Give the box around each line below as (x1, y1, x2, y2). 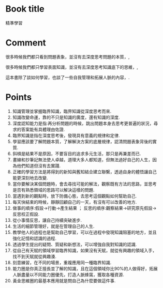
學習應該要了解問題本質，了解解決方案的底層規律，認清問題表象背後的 (12, 138, 153, 144)
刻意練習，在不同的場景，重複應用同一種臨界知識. (12, 259, 112, 265)
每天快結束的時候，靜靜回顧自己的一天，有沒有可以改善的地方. (12, 199, 137, 205)
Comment (5, 37, 46, 48)
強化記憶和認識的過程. (12, 235, 57, 241)
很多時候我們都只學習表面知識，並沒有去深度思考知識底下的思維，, (5, 64, 138, 70)
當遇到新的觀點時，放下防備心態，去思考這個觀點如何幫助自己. (12, 193, 137, 199)
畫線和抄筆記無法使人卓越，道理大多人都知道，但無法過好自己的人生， (12, 156, 153, 163)
